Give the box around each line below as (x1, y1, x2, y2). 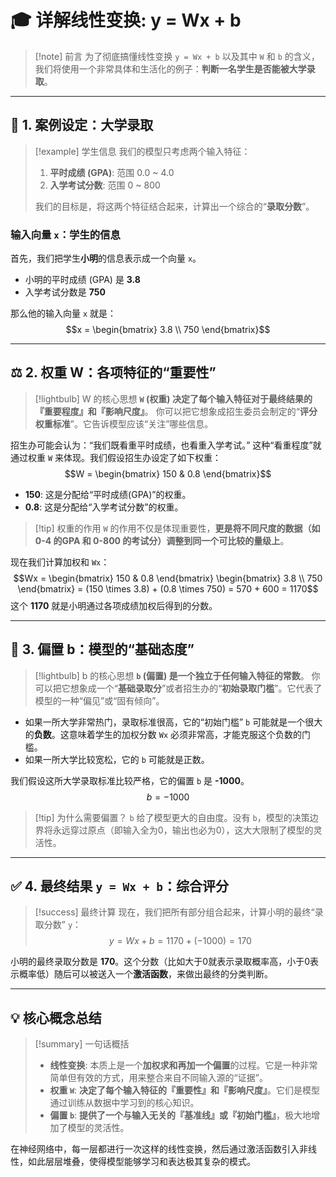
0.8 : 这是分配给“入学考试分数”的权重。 (24, 501, 184, 513)
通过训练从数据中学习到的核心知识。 (49, 1097, 200, 1109)
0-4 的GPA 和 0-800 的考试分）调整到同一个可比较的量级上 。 (34, 534, 290, 546)
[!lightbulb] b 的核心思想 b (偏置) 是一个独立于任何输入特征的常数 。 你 (34, 669, 321, 681)
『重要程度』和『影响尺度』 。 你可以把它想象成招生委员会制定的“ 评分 (34, 405, 318, 417)
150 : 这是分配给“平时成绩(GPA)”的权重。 (24, 488, 192, 500)
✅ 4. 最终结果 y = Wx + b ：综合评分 (10, 878, 229, 895)
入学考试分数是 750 (24, 286, 106, 298)
